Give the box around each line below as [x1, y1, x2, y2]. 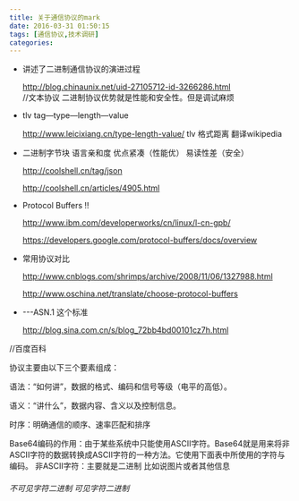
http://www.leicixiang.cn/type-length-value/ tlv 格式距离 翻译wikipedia [21, 129, 283, 140]
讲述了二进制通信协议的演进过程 [21, 64, 141, 74]
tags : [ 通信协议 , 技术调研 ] [9, 30, 99, 38]
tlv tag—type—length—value [21, 110, 129, 121]
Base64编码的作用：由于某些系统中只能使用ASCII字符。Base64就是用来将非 [9, 438, 290, 449]
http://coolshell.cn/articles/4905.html [21, 183, 160, 193]
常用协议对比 [21, 253, 70, 264]
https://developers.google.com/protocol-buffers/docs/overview [21, 234, 258, 246]
